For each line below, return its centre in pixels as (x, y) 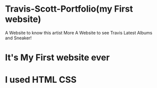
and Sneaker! (18, 38)
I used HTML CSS (41, 80)
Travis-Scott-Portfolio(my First (69, 9)
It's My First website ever (57, 58)
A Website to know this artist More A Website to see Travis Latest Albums (79, 33)
